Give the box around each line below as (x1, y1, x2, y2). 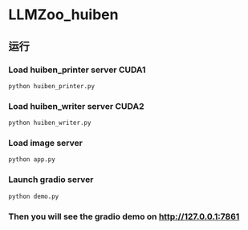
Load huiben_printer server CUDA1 (8, 64, 146, 75)
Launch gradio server (8, 174, 94, 185)
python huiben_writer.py (8, 119, 91, 127)
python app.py (8, 155, 56, 163)
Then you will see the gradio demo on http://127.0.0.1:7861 (8, 211, 240, 222)
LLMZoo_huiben (8, 6, 119, 24)
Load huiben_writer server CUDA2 (8, 100, 144, 111)
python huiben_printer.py (8, 82, 95, 90)
